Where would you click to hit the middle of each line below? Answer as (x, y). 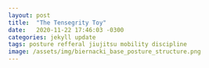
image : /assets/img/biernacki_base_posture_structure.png (104, 52)
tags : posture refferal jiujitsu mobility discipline (98, 45)
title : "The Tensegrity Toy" (58, 23)
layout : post (29, 15)
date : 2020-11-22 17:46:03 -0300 (66, 30)
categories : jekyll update (52, 37)
